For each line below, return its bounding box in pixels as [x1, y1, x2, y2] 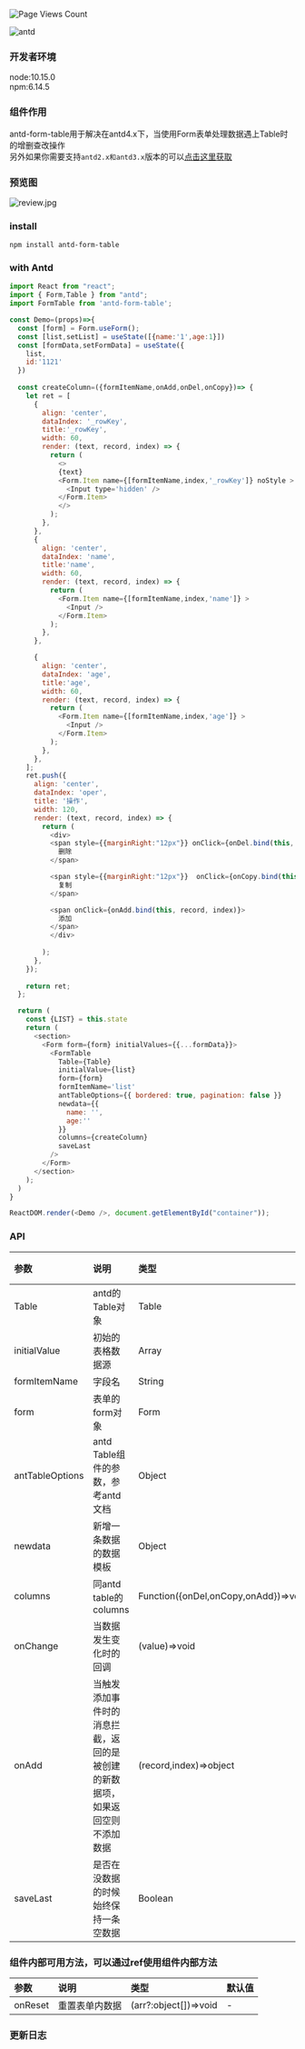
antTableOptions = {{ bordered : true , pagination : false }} [57, 1091, 282, 1100]
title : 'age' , [42, 678, 92, 687]
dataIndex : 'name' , [42, 552, 116, 561]
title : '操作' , [33, 796, 89, 806]
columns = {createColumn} [57, 1133, 148, 1143]
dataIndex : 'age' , [42, 669, 112, 679]
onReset [14, 1998, 50, 2011]
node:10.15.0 [9, 72, 56, 83]
